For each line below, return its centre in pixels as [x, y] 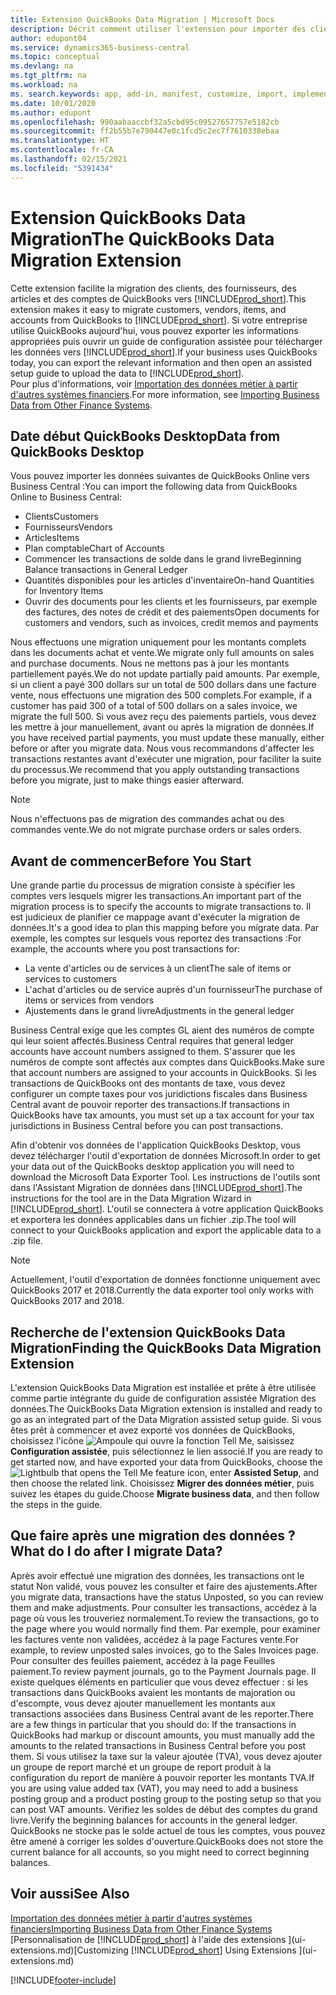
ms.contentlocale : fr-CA [62, 150]
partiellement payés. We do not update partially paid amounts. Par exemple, [165, 674]
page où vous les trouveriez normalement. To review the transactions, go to [165, 1618]
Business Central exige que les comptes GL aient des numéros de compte [162, 1030]
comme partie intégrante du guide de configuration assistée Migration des [163, 1398]
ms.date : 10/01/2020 [53, 103]
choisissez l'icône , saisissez [152, 1440]
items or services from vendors [89, 1000]
